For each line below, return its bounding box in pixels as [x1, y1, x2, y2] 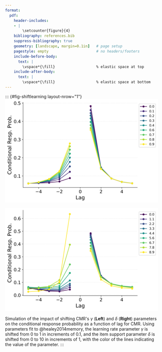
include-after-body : [14, 70, 55, 74]
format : [5, 8, 21, 13]
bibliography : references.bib [14, 34, 75, 38]
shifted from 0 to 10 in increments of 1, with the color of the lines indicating [5, 336, 154, 342]
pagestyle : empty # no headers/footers [14, 49, 140, 53]
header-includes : [14, 18, 49, 23]
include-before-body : [14, 54, 57, 59]
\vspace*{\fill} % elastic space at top [22, 64, 145, 69]
